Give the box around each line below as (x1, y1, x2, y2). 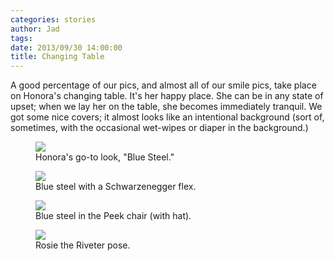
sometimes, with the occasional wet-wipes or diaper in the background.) (10, 122, 309, 134)
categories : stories (10, 14, 97, 25)
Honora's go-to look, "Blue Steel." (35, 151, 175, 163)
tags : (10, 33, 33, 43)
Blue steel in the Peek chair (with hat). (35, 210, 192, 222)
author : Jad (10, 24, 60, 34)
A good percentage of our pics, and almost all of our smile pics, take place (10, 79, 317, 91)
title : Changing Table (10, 52, 105, 62)
